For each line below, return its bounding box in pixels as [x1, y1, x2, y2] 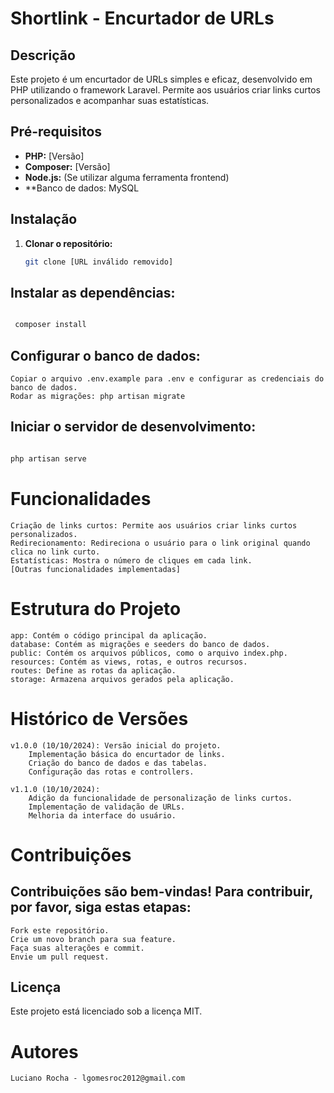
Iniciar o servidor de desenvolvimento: [10, 418, 257, 436]
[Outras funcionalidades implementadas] [10, 564, 182, 574]
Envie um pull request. [10, 952, 110, 962]
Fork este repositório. [10, 925, 110, 936]
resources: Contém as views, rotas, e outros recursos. [10, 657, 248, 667]
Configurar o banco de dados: [10, 347, 201, 364]
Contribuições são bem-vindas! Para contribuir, [10, 883, 314, 901]
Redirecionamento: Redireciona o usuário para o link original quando [10, 538, 311, 548]
